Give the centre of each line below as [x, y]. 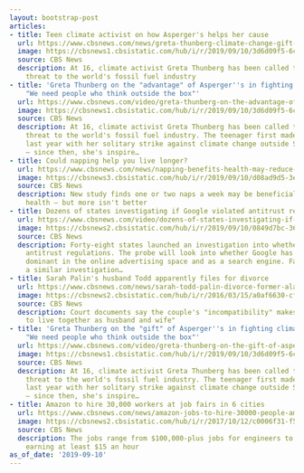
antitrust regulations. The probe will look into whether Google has [160, 253]
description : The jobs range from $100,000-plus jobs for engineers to [156, 438]
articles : [28, 26]
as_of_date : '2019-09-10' [58, 455]
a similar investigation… [75, 270]
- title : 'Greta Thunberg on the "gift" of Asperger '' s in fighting [141, 329]
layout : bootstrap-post [54, 18]
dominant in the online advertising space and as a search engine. [155, 262]
